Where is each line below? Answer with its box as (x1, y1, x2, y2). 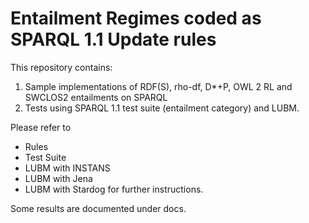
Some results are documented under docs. (10, 202, 187, 214)
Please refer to (10, 121, 72, 133)
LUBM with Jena (24, 172, 93, 184)
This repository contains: (10, 61, 113, 73)
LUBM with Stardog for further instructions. (24, 183, 204, 195)
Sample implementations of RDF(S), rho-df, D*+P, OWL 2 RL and (24, 80, 293, 92)
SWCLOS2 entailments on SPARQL (24, 91, 168, 103)
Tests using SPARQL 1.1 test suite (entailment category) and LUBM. (24, 102, 300, 114)
